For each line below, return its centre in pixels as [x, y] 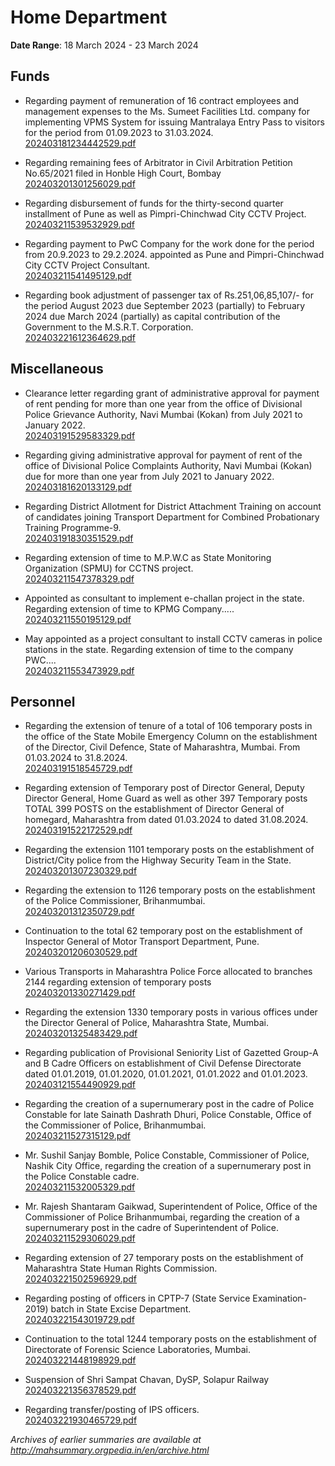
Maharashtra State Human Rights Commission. [121, 1268]
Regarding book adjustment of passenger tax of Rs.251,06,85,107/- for [169, 295]
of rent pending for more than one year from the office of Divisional [163, 403]
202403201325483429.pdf [81, 1033]
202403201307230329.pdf [81, 871]
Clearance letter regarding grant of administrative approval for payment [172, 393]
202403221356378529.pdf [80, 1390]
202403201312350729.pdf [79, 912]
